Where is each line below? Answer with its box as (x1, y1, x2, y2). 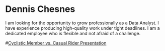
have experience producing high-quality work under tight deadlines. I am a (5, 25, 160, 31)
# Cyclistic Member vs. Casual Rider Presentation (5, 40, 107, 46)
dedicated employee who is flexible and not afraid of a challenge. (5, 30, 141, 36)
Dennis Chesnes (5, 3, 75, 15)
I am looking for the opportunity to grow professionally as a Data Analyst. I (5, 20, 159, 26)
